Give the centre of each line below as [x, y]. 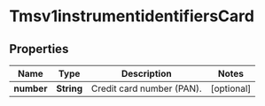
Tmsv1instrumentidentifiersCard [132, 16]
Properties [39, 49]
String [69, 88]
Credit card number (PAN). [146, 88]
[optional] [231, 88]
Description [146, 74]
